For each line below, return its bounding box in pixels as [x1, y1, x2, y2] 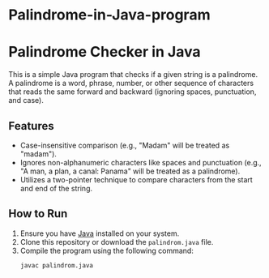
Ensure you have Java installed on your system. [19, 229, 180, 238]
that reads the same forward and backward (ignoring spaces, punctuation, [8, 87, 257, 96]
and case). [8, 96, 45, 105]
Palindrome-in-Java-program [8, 6, 211, 24]
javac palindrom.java [19, 261, 93, 269]
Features [8, 119, 54, 133]
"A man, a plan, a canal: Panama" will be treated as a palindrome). [19, 166, 241, 176]
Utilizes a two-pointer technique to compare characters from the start [19, 174, 253, 184]
